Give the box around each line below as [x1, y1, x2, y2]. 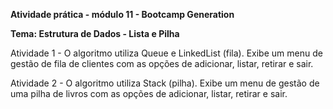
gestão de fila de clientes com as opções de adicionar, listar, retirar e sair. [10, 58, 314, 69]
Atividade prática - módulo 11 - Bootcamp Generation [10, 9, 235, 20]
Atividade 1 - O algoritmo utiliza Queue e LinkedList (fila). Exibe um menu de [10, 47, 323, 59]
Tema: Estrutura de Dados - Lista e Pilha [10, 28, 180, 39]
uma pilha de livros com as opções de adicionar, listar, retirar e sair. [10, 88, 288, 99]
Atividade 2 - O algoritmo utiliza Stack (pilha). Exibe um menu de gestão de [10, 77, 320, 89]
